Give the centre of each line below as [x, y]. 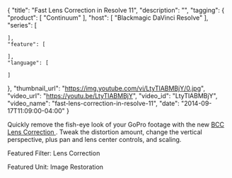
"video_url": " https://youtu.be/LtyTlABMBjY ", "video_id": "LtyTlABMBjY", [112, 96]
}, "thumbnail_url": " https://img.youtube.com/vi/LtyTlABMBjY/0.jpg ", [106, 88]
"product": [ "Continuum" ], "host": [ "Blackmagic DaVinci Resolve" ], [108, 18]
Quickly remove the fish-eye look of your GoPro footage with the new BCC [116, 124]
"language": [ [28, 63]
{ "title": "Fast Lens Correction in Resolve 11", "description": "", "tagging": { [116, 10]
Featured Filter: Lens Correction [54, 153]
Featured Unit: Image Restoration [56, 167]
